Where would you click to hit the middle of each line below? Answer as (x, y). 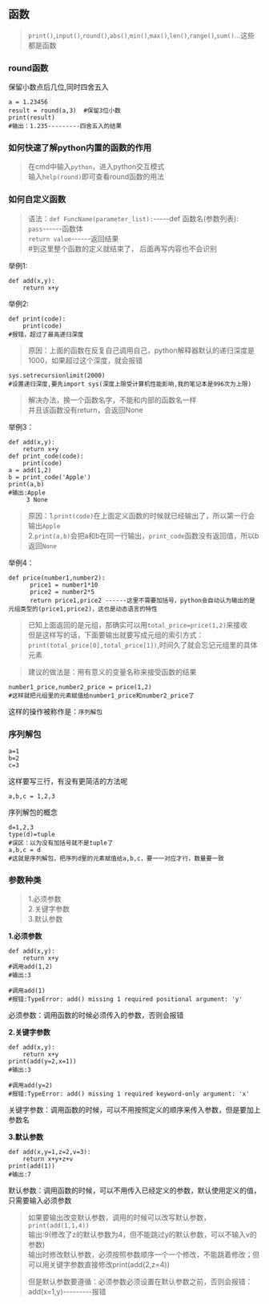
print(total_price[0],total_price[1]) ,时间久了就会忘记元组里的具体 (143, 644)
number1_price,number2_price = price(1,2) (80, 687)
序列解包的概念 (33, 812)
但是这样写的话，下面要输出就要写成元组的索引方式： (116, 635)
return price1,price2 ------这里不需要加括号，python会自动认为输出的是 (143, 600)
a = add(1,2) (30, 470)
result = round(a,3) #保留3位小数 (65, 111)
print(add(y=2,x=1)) (43, 1062)
